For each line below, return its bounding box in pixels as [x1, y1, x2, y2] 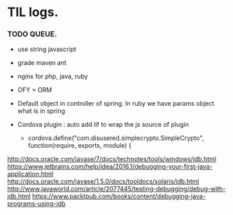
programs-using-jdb [7, 200, 66, 208]
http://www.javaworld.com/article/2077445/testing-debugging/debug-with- [7, 185, 226, 193]
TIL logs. [7, 4, 59, 20]
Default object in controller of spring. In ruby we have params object [17, 99, 215, 108]
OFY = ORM [17, 85, 52, 95]
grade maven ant [17, 59, 66, 67]
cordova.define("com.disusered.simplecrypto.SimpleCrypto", [27, 134, 204, 142]
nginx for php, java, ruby [17, 72, 89, 81]
